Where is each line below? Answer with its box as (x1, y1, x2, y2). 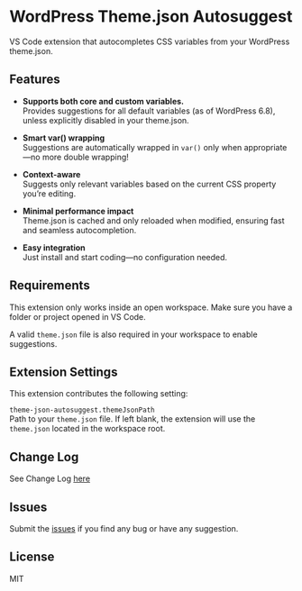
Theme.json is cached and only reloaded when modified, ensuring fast (22, 214, 286, 226)
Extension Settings (9, 364, 118, 379)
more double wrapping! (41, 151, 129, 162)
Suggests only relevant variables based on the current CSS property (22, 178, 277, 189)
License (9, 550, 55, 565)
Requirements (9, 277, 90, 294)
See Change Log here (9, 473, 91, 484)
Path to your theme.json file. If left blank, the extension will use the (9, 414, 256, 424)
